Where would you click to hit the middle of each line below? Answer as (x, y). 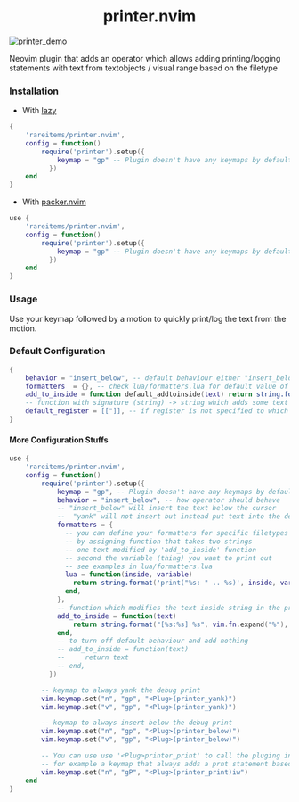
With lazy (39, 111)
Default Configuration (57, 351)
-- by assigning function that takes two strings (159, 542)
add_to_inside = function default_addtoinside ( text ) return (139, 394)
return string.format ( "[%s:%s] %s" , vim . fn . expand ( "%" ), (181, 624)
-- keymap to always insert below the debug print (137, 723)
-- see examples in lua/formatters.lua (139, 566)
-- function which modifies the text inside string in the (168, 608)
